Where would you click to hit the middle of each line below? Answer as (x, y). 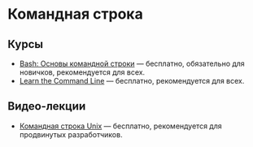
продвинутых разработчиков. (71, 134)
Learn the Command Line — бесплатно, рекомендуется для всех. (132, 81)
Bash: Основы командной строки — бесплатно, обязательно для (132, 63)
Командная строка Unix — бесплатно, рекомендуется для (120, 126)
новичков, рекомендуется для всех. (82, 72)
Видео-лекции (47, 106)
